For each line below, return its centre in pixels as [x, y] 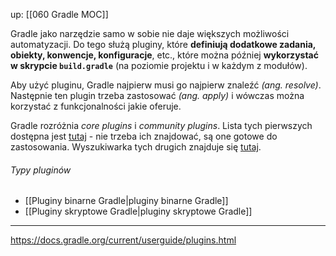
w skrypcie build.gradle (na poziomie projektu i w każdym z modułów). [159, 65]
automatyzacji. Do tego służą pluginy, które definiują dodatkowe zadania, [163, 44]
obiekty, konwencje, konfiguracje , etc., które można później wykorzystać [164, 55]
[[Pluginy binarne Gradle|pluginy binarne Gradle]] [126, 201]
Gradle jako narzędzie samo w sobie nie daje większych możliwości [150, 33]
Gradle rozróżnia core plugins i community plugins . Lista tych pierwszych [161, 125]
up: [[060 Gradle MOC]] [59, 14]
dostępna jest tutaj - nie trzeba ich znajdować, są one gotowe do [144, 136]
